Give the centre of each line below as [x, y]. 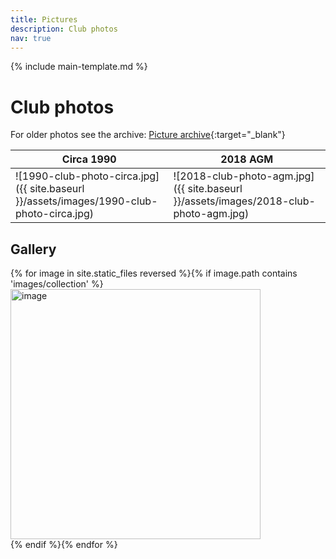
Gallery [33, 249]
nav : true [31, 38]
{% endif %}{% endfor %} [64, 545]
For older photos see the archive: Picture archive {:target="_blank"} [148, 135]
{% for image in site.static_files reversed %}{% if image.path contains [154, 273]
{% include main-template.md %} [79, 67]
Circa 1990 [89, 159]
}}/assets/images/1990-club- [86, 201]
